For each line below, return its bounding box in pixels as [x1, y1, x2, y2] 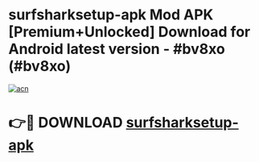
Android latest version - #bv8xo [8, 40, 225, 58]
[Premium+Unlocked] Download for [8, 23, 251, 41]
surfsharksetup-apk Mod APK [8, 6, 214, 24]
